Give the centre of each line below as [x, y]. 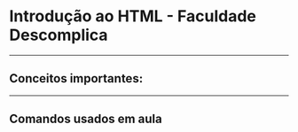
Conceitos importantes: [76, 78]
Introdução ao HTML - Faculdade [133, 16]
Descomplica [59, 35]
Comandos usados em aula [86, 119]
